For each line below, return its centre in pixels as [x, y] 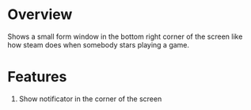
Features [37, 77]
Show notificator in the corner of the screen [90, 99]
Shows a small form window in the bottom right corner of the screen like [125, 36]
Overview [40, 15]
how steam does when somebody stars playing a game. [99, 44]
